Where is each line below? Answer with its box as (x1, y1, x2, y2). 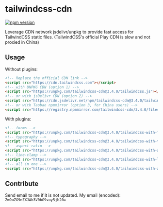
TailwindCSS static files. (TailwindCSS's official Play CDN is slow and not (5, 34, 150, 40)
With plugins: (5, 116, 32, 122)
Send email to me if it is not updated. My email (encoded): (5, 192, 121, 198)
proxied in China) (5, 39, 40, 45)
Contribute (5, 179, 39, 188)
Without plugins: (5, 66, 38, 72)
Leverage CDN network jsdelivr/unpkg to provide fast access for (5, 29, 134, 34)
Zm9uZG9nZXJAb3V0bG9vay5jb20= (5, 198, 66, 203)
